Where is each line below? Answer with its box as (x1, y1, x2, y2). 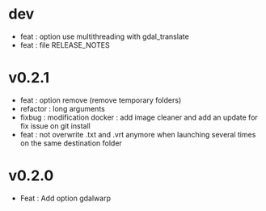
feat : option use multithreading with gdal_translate (19, 32, 190, 41)
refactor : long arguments (19, 103, 105, 113)
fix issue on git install (19, 120, 91, 130)
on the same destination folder (19, 138, 123, 148)
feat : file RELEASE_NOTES (19, 40, 111, 49)
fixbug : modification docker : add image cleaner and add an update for (19, 112, 259, 122)
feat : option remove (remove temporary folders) (19, 95, 182, 105)
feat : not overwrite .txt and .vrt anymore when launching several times (19, 129, 256, 139)
